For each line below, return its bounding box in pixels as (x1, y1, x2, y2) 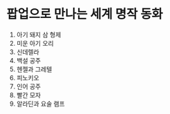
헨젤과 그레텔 (16, 65, 53, 73)
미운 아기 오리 (16, 39, 54, 47)
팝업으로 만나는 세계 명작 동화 (6, 6, 163, 22)
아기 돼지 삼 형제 (16, 30, 62, 39)
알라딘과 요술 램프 (16, 99, 65, 108)
